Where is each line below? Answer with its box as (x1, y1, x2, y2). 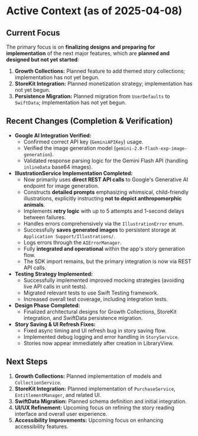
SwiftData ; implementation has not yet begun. (14, 99, 126, 106)
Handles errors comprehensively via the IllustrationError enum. (23, 220, 184, 227)
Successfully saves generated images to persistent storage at (23, 226, 176, 233)
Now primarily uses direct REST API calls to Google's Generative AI (23, 176, 189, 183)
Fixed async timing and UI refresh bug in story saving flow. (23, 327, 167, 334)
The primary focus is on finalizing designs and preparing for (6, 43, 155, 50)
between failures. (23, 213, 66, 220)
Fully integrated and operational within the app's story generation (23, 245, 185, 252)
